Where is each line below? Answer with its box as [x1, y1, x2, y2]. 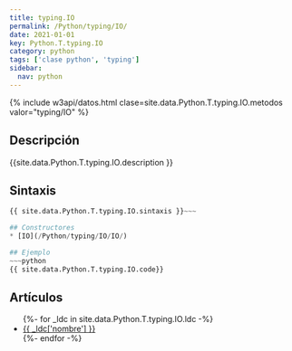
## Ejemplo [9, 248, 51, 257]
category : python [9, 47, 75, 56]
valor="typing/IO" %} [9, 106, 89, 118]
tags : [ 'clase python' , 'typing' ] [9, 55, 141, 64]
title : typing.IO [9, 13, 75, 23]
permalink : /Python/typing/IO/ [9, 22, 128, 31]
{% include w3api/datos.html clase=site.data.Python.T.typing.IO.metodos [9, 97, 284, 108]
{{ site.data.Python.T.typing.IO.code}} [9, 264, 165, 274]
